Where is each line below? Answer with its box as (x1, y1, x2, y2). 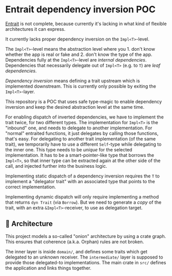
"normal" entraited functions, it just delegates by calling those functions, (5, 130, 159, 136)
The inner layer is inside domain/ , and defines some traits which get (5, 248, 148, 254)
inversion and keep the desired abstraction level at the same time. (5, 104, 145, 110)
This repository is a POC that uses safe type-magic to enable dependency (5, 98, 162, 105)
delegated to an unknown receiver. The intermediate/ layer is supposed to (5, 254, 163, 260)
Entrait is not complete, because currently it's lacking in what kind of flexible (5, 21, 167, 27)
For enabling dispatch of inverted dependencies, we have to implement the (5, 114, 164, 120)
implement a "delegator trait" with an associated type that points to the (5, 178, 155, 184)
